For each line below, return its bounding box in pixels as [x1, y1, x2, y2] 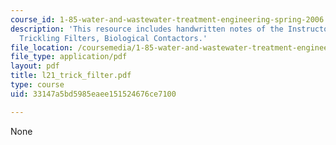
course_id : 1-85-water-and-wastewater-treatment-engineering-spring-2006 [10, 14, 325, 25]
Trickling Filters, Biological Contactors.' [19, 33, 208, 43]
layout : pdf [10, 61, 60, 71]
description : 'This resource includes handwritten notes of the [10, 24, 284, 34]
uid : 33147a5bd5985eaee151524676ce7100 [10, 89, 177, 99]
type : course [10, 80, 65, 90]
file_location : [10, 42, 74, 53]
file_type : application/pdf [10, 52, 128, 62]
